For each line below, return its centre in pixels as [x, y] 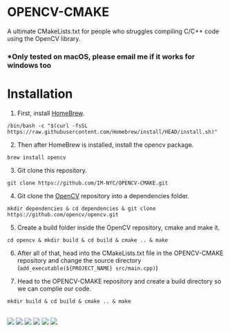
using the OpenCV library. [44, 38]
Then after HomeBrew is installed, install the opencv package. [105, 145]
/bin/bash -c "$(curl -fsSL [48, 125]
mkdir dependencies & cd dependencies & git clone [82, 209]
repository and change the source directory [79, 260]
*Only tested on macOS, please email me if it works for [101, 56]
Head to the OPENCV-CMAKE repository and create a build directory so [119, 281]
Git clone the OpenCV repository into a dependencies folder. [103, 195]
